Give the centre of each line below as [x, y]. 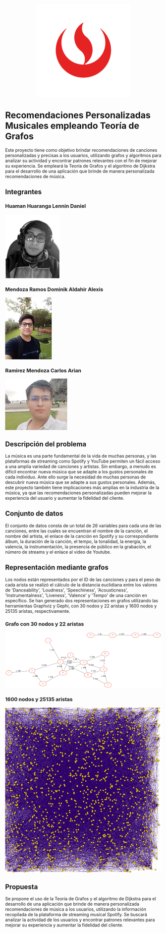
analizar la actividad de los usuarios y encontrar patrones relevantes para [80, 920]
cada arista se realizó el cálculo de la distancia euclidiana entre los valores [81, 584]
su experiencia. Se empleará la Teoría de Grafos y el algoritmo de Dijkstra [80, 166]
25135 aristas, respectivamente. [38, 611]
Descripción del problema [46, 444]
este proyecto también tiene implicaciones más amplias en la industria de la [82, 488]
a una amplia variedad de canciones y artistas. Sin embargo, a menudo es [81, 466]
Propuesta [22, 887]
